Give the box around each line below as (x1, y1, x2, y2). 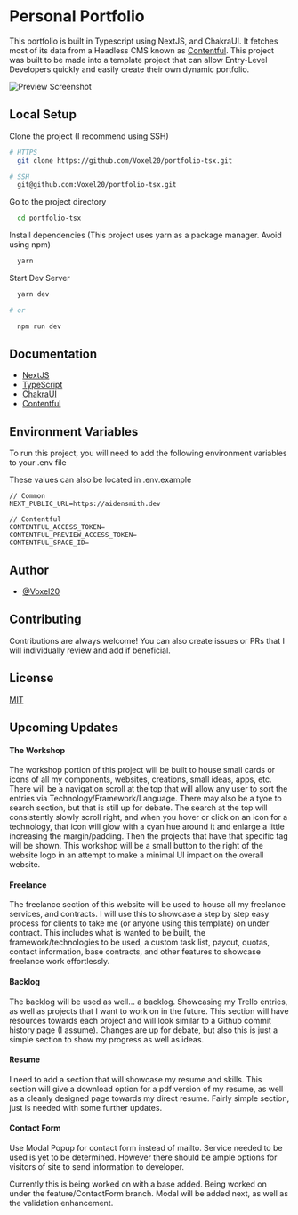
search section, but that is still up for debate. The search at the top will (9, 802, 268, 813)
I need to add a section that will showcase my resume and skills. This (9, 1074, 262, 1084)
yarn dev (17, 290, 50, 299)
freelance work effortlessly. (9, 956, 109, 967)
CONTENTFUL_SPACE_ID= (9, 538, 90, 548)
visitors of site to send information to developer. (9, 1162, 185, 1172)
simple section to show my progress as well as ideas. (9, 1034, 205, 1044)
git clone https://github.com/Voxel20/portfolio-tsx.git (17, 156, 233, 165)
